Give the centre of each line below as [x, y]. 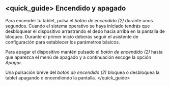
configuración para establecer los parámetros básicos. [63, 42]
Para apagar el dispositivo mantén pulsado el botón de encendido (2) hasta [84, 52]
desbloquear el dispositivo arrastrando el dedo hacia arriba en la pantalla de [85, 31]
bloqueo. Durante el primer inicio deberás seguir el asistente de [72, 36]
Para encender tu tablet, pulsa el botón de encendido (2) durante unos [79, 20]
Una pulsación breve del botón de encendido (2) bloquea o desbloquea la [82, 72]
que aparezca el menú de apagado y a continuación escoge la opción [78, 57]
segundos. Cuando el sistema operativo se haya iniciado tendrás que [78, 26]
